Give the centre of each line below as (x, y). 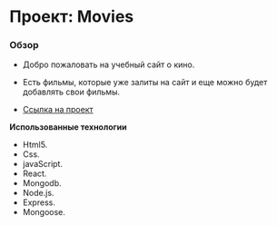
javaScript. (43, 164)
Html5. (35, 145)
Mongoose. (44, 212)
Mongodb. (42, 183)
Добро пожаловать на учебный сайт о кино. (109, 64)
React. (35, 173)
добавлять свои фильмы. (71, 92)
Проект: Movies (72, 17)
